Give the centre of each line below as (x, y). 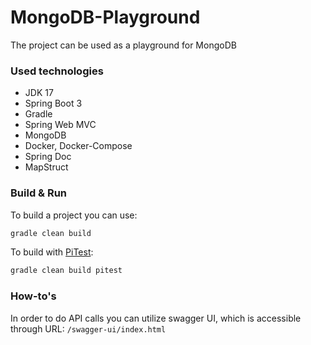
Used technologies (57, 71)
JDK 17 (39, 93)
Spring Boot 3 (53, 103)
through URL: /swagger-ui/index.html (88, 328)
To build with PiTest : (52, 252)
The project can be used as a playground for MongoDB (123, 45)
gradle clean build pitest (66, 271)
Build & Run (39, 193)
